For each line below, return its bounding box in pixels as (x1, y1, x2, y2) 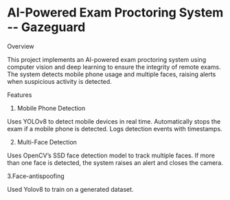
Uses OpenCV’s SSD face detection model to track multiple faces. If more (7, 151, 215, 159)
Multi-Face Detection (16, 137, 78, 146)
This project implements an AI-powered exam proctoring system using (7, 55, 207, 63)
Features (7, 91, 32, 99)
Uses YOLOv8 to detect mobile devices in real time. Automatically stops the (7, 117, 221, 125)
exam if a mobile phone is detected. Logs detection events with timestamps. (7, 124, 222, 133)
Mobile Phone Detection (16, 104, 86, 112)
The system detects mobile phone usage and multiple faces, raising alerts (7, 70, 216, 78)
